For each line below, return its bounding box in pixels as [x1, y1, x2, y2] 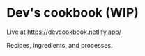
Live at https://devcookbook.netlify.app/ [6, 28, 121, 36]
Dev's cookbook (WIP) [6, 5, 139, 21]
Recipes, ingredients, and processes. [6, 41, 113, 49]
